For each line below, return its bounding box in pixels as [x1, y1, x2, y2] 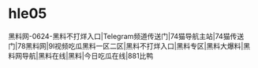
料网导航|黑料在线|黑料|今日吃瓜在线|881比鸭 [8, 51, 154, 60]
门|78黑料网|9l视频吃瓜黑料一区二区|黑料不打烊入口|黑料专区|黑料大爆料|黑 [8, 41, 251, 51]
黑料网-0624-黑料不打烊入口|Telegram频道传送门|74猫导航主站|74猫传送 [8, 31, 245, 41]
